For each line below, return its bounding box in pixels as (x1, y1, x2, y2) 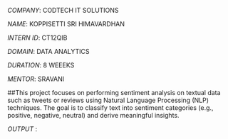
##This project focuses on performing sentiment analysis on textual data (7, 89, 221, 96)
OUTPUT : (7, 125, 38, 133)
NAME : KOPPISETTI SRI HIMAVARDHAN (7, 20, 125, 28)
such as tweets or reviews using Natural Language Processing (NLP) (7, 96, 209, 104)
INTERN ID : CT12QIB (7, 33, 68, 42)
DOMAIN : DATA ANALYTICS (7, 48, 90, 55)
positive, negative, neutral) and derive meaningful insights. (7, 111, 180, 119)
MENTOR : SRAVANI (7, 74, 65, 83)
